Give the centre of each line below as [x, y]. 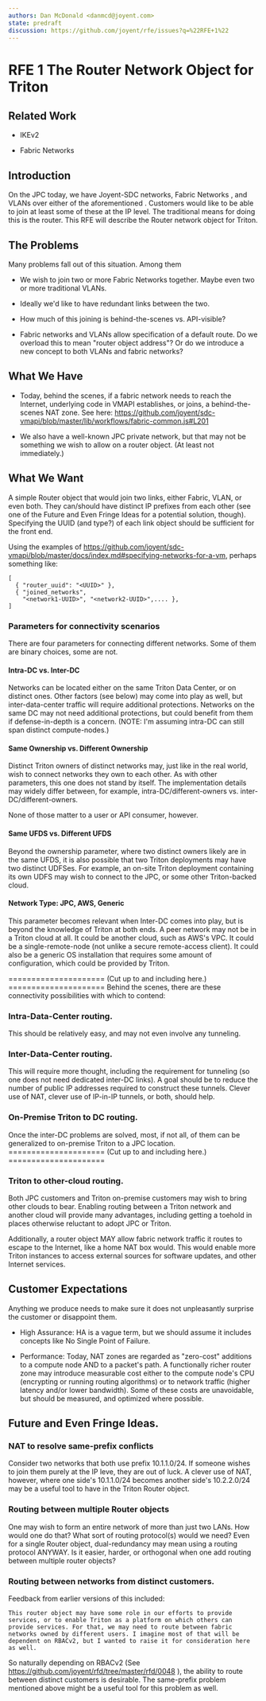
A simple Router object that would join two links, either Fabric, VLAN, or [125, 497]
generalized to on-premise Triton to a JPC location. [92, 1143]
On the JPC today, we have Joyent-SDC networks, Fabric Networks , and [128, 195]
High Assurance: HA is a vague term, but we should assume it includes [135, 1332]
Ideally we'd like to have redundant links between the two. [115, 304]
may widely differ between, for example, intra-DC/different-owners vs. [123, 791]
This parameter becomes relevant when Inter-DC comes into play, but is [126, 921]
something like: [33, 564]
